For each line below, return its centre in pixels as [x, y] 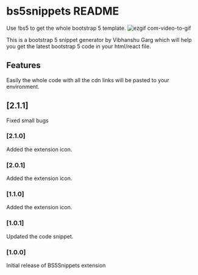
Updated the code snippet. [40, 236]
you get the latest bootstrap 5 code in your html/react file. [79, 46]
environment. [23, 86]
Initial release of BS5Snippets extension [56, 265]
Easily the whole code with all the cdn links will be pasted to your [88, 80]
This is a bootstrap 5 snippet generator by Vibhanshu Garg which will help [99, 40]
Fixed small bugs [27, 120]
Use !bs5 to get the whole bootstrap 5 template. [66, 28]
